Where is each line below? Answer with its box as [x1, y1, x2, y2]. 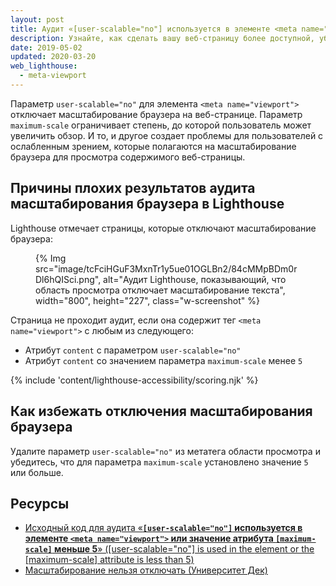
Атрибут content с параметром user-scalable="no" [24, 344, 242, 356]
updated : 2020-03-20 [10, 52, 97, 62]
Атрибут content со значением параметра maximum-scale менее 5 [24, 354, 303, 366]
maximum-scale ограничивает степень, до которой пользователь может [10, 119, 312, 131]
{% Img [35, 252, 67, 264]
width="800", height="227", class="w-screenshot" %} [35, 294, 260, 306]
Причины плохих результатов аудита [10, 180, 256, 197]
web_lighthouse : [10, 61, 78, 71]
